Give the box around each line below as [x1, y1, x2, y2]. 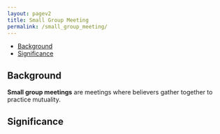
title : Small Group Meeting [7, 17, 89, 24]
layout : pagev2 [7, 10, 52, 17]
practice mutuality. [7, 95, 61, 104]
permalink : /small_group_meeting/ [7, 23, 108, 30]
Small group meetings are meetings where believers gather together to [7, 88, 213, 97]
